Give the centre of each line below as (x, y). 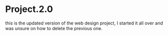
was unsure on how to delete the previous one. (54, 28)
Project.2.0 (29, 9)
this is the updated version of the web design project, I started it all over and (84, 23)
